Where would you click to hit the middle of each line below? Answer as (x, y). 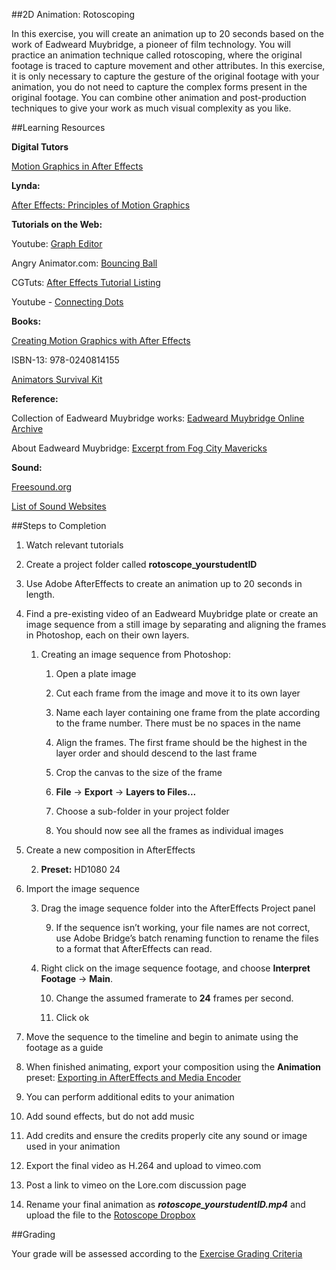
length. (40, 594)
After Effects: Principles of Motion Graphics (101, 205)
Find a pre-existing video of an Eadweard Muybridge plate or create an (172, 613)
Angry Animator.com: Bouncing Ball (84, 263)
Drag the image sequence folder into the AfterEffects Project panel (178, 908)
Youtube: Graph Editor (57, 243)
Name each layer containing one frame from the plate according (188, 712)
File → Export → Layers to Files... (126, 792)
